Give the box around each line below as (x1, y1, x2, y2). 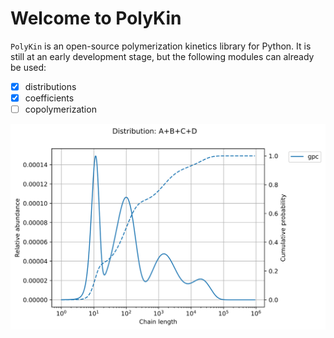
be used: (10, 61, 47, 73)
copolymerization (24, 103, 97, 116)
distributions (24, 80, 77, 92)
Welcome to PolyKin (10, 7, 182, 30)
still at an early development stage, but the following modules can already (10, 50, 315, 62)
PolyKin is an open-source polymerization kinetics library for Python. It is (10, 40, 312, 52)
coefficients (24, 92, 75, 104)
